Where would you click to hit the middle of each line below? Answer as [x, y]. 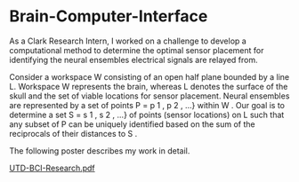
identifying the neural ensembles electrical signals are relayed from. [133, 59]
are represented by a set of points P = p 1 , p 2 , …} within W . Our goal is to [147, 105]
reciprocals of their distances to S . [73, 133]
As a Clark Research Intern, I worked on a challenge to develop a [128, 41]
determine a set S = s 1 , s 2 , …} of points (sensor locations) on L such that [147, 115]
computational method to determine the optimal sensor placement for [137, 50]
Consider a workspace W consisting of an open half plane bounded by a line [149, 76]
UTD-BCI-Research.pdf [52, 168]
